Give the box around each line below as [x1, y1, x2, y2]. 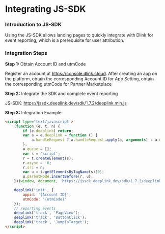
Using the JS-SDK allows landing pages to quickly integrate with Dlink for [5, 32, 154, 38]
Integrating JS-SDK [5, 3, 86, 15]
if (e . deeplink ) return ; [23, 128, 74, 134]
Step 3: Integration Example [5, 109, 62, 115]
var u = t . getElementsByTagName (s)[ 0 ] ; [23, 169, 105, 174]
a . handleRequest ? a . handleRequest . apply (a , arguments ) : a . [31, 137, 160, 142]
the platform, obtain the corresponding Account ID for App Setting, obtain [5, 75, 154, 82]
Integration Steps [5, 50, 48, 57]
